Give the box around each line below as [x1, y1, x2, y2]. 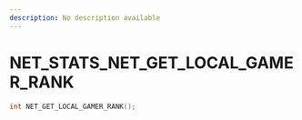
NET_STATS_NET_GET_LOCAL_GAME [9, 52, 294, 73]
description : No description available [9, 13, 161, 23]
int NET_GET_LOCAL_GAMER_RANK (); [9, 102, 136, 111]
